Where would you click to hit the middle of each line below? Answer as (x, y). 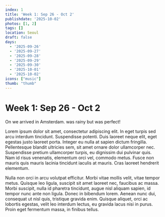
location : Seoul (22, 33)
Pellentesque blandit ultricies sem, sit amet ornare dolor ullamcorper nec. (80, 147)
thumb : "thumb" (21, 83)
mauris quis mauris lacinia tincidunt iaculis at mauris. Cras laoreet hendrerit (82, 163)
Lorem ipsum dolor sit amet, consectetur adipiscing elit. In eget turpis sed (81, 131)
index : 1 (14, 10)
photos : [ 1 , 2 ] (21, 24)
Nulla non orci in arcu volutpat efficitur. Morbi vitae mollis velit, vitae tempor (82, 178)
